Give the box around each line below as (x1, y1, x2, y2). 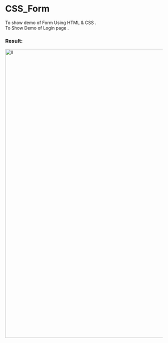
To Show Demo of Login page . (5, 25, 69, 31)
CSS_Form (5, 3, 50, 15)
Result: (5, 37, 23, 44)
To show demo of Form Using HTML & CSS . (5, 20, 96, 26)
